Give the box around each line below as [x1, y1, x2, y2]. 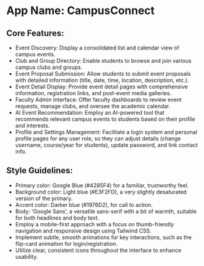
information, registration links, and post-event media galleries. [15, 90, 172, 96]
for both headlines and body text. [15, 214, 100, 221]
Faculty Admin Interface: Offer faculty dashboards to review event [15, 96, 182, 103]
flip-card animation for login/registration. [15, 240, 118, 247]
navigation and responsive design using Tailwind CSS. [15, 227, 151, 234]
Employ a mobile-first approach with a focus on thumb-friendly [15, 220, 174, 228]
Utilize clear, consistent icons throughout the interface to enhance [15, 246, 182, 254]
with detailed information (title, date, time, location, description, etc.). [15, 77, 189, 84]
